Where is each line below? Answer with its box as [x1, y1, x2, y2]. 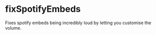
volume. [5, 25, 22, 31]
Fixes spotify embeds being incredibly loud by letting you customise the [5, 20, 152, 26]
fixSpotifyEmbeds [5, 3, 81, 15]
